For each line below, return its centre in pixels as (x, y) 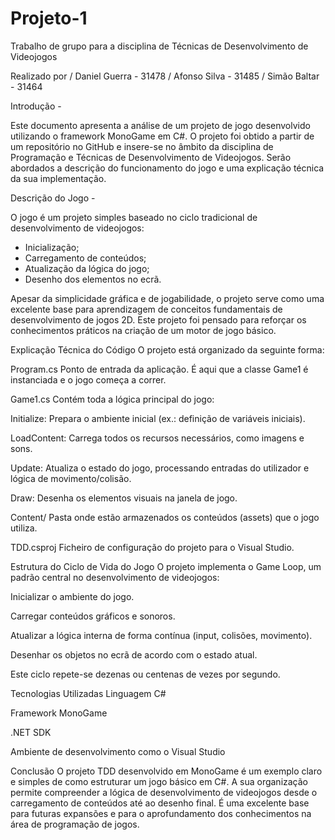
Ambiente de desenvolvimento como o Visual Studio (118, 751)
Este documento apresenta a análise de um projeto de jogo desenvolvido (160, 125)
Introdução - (36, 106)
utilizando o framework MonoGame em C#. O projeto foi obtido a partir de (162, 136)
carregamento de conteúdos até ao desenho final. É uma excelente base (160, 803)
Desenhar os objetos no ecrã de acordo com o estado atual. (134, 654)
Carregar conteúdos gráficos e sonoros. (93, 616)
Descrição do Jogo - (53, 198)
